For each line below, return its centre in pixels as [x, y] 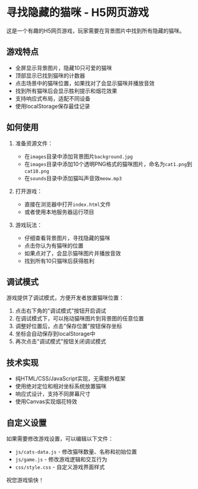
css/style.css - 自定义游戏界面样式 [60, 467]
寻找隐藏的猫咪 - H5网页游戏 [78, 13]
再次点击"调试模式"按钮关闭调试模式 [61, 341]
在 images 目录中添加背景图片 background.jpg [79, 156]
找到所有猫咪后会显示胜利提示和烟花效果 [66, 91]
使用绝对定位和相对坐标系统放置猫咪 [61, 386]
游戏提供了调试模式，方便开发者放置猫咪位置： [65, 298]
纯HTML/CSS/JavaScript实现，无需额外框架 [70, 379]
